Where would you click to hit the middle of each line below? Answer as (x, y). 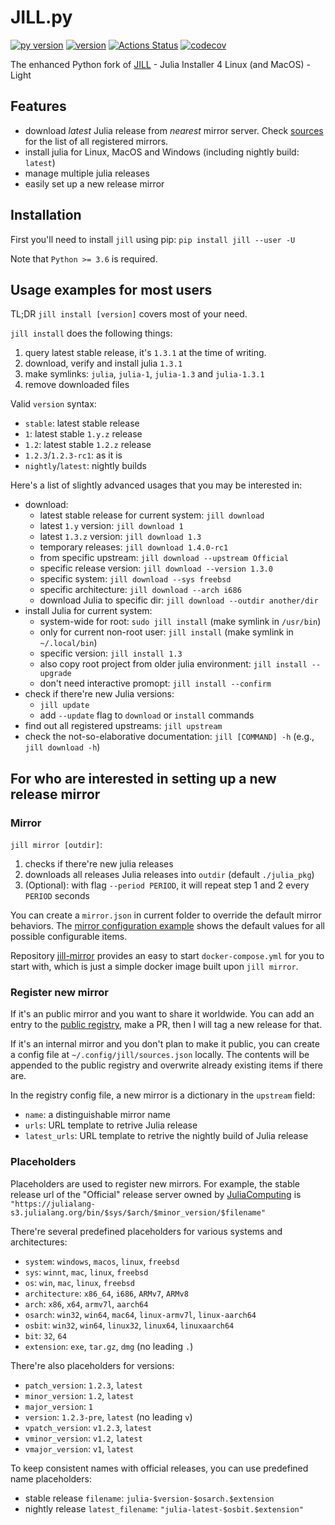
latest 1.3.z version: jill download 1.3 (120, 537)
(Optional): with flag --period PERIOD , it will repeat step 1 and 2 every (167, 885)
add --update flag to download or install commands (147, 715)
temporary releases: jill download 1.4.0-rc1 (134, 547)
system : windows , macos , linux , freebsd (102, 1261)
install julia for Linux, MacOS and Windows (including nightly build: (162, 152)
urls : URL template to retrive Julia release (111, 1125)
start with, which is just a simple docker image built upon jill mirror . (154, 967)
